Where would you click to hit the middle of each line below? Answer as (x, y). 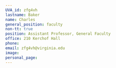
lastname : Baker (22, 15)
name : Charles (20, 19)
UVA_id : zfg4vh (21, 10)
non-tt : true (19, 29)
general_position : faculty (34, 24)
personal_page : (21, 58)
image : (12, 53)
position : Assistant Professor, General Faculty (58, 34)
